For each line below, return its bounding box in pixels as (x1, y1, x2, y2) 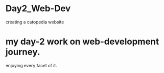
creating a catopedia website (5, 19, 64, 25)
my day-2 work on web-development (5, 36, 160, 47)
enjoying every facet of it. (5, 62, 57, 68)
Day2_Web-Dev (5, 3, 71, 14)
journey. (5, 47, 41, 57)
